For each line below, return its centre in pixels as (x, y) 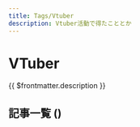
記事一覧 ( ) (35, 113)
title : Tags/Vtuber (41, 16)
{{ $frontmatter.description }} (57, 86)
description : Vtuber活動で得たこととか (70, 23)
